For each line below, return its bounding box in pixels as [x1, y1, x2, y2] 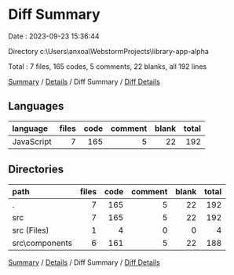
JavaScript [12, 136, 53, 147]
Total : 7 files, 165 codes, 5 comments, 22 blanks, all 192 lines [8, 61, 207, 71]
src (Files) [12, 225, 49, 236]
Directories [8, 163, 64, 176]
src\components [12, 237, 73, 248]
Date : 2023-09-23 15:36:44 [8, 31, 100, 41]
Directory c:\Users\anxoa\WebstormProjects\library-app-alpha [8, 46, 210, 56]
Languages [8, 100, 64, 113]
